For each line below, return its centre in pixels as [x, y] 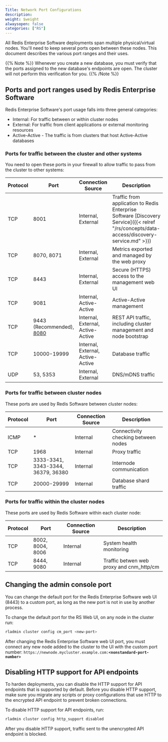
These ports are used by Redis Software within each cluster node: [73, 513]
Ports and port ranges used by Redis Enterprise [80, 90]
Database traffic [131, 354]
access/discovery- [135, 235]
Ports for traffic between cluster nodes [53, 393]
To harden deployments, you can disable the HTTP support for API [74, 684]
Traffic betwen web [126, 560]
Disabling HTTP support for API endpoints [72, 672]
